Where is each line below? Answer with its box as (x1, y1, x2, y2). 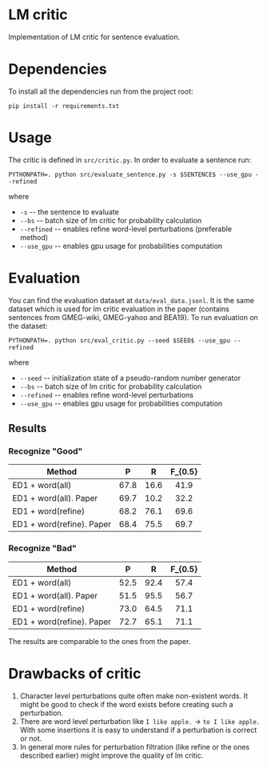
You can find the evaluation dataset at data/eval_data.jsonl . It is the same (8, 295, 254, 305)
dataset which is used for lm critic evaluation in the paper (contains (8, 304, 229, 314)
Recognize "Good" (8, 446, 83, 457)
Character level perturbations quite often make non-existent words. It (19, 690, 249, 701)
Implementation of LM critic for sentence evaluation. (8, 32, 181, 42)
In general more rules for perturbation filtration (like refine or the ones (19, 742, 250, 751)
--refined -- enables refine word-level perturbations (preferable (19, 224, 233, 234)
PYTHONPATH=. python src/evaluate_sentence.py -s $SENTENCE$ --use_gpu (8, 170, 252, 178)
